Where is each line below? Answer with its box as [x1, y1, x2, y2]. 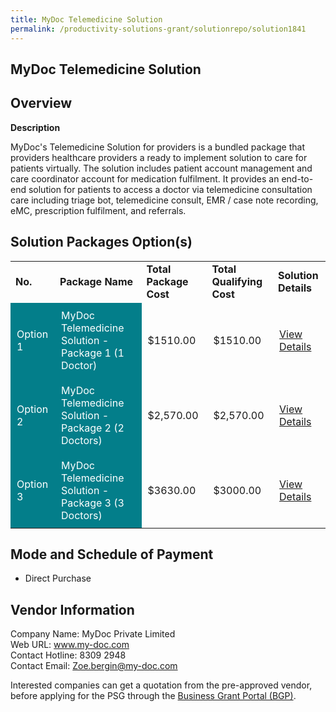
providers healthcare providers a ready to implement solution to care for [10, 151, 308, 163]
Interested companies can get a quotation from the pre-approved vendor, [10, 679, 313, 691]
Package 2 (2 [61, 421, 125, 435]
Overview [10, 95, 73, 112]
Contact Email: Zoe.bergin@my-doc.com [10, 660, 178, 672]
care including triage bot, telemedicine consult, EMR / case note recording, [10, 194, 319, 206]
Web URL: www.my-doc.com [10, 639, 130, 651]
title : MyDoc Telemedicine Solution [10, 14, 163, 25]
